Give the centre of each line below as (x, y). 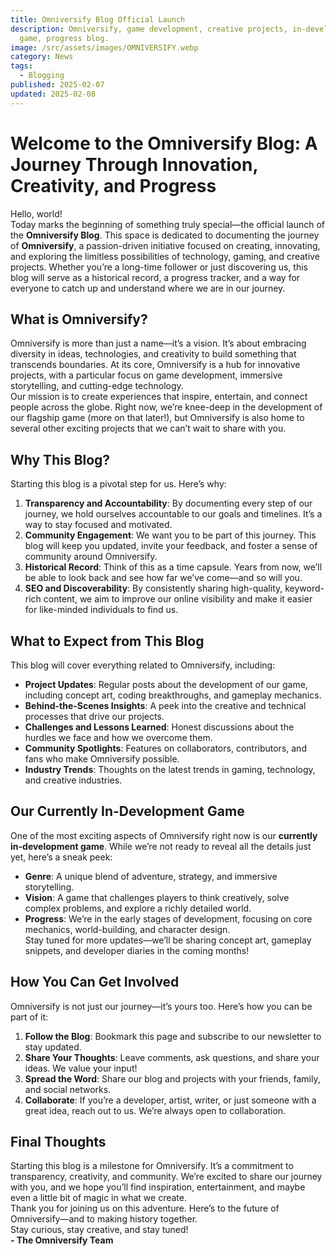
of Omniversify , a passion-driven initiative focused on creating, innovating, (165, 245)
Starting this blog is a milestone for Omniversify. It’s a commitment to (152, 1166)
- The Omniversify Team (62, 1240)
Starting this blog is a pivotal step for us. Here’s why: (118, 484)
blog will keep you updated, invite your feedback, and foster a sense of (171, 546)
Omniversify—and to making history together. (104, 1219)
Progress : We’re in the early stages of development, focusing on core (168, 918)
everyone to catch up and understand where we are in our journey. (148, 288)
